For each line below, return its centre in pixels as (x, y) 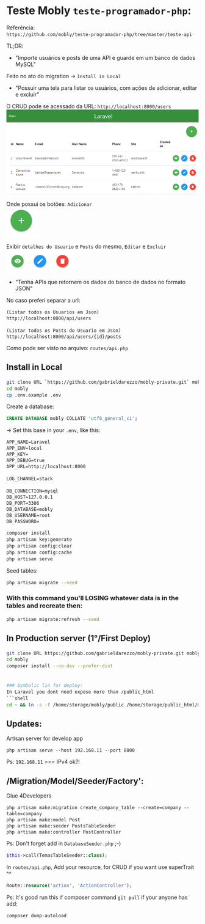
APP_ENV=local (24, 449)
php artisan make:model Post (43, 820)
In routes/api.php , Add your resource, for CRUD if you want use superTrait (100, 867)
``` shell (17, 698)
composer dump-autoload (37, 915)
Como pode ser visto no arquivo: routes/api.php (67, 348)
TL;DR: (15, 46)
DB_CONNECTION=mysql (33, 491)
